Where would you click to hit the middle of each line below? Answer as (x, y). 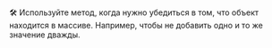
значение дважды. (45, 35)
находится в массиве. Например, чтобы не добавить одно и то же (136, 25)
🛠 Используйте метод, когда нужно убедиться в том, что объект (134, 12)
